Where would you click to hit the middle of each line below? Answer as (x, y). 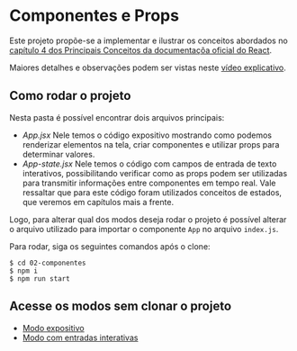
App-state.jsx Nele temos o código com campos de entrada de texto (149, 164)
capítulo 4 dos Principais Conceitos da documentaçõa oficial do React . (141, 49)
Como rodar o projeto (70, 96)
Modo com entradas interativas (80, 337)
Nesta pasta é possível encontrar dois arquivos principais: (117, 117)
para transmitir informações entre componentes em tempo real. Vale (149, 183)
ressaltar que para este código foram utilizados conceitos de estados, (152, 192)
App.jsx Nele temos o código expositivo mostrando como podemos (147, 135)
